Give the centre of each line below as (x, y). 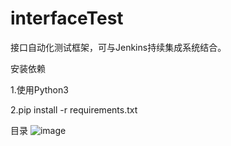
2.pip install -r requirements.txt (74, 109)
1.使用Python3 (39, 89)
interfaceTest (67, 18)
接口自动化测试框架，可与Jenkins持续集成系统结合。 (118, 47)
